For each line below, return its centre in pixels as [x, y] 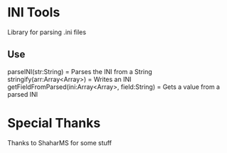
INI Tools [34, 12]
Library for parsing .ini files [47, 32]
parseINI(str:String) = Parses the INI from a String [80, 71]
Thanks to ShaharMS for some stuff [60, 142]
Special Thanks [54, 123]
